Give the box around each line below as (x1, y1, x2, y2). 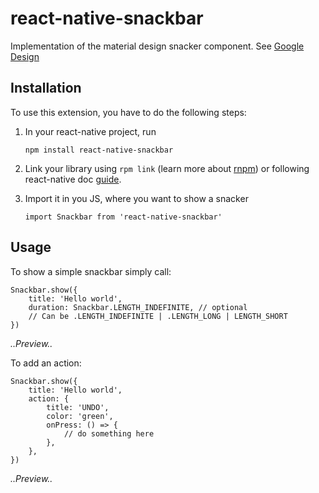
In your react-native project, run (24, 125, 157, 137)
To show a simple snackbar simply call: (10, 265, 172, 277)
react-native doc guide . (24, 173, 122, 185)
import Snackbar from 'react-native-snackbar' (24, 212, 223, 222)
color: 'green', (46, 411, 114, 421)
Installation (10, 80, 82, 97)
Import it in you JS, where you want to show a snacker (24, 192, 249, 204)
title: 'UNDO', (46, 402, 110, 412)
